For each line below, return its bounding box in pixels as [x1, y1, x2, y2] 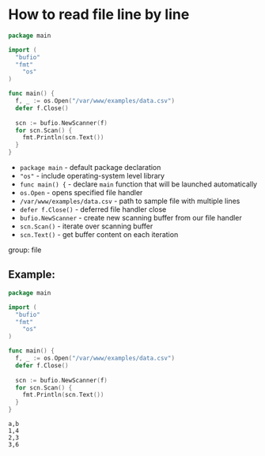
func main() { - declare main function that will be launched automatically [19, 179, 258, 189]
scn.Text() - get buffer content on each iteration [19, 230, 179, 239]
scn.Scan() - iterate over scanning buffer [19, 221, 153, 231]
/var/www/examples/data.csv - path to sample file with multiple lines [19, 196, 240, 206]
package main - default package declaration [19, 163, 161, 172]
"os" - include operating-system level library [19, 171, 165, 181]
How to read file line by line [8, 6, 190, 24]
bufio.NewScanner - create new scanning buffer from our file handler [19, 213, 243, 223]
